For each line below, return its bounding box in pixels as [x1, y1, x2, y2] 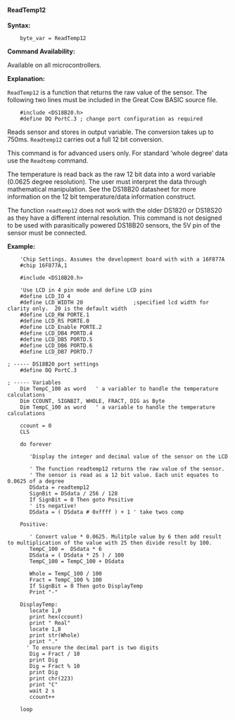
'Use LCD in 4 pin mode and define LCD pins [20, 287, 153, 294]
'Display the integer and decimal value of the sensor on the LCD [29, 453, 229, 461]
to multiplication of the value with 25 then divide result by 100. [7, 540, 212, 547]
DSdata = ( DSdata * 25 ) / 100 [29, 552, 125, 559]
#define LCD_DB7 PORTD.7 [20, 349, 93, 356]
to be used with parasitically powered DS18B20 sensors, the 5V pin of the [7, 221, 221, 230]
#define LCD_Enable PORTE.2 [20, 324, 102, 331]
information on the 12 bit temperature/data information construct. [7, 192, 196, 201]
